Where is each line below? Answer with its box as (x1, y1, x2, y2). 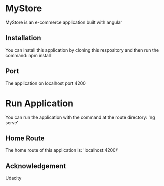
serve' (5, 119, 19, 125)
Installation (5, 34, 41, 42)
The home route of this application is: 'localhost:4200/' (5, 147, 119, 153)
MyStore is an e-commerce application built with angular (5, 19, 123, 25)
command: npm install (5, 52, 51, 58)
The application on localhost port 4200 (5, 80, 86, 86)
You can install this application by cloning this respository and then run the (5, 47, 159, 53)
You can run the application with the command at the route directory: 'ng (5, 114, 155, 120)
